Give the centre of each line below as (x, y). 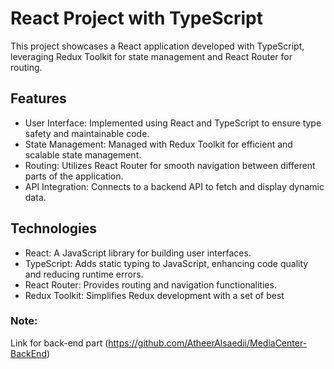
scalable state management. (83, 154)
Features (38, 98)
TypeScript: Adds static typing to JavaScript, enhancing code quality (166, 263)
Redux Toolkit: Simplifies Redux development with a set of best (154, 295)
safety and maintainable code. (87, 133)
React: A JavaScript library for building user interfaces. (138, 253)
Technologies (54, 228)
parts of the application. (74, 176)
